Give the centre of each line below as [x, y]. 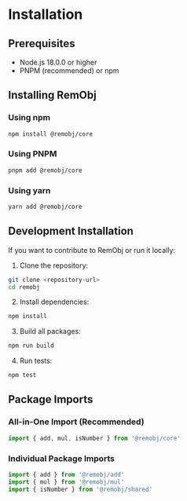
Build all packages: [50, 331]
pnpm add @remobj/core [45, 170]
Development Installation [71, 231]
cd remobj [24, 287]
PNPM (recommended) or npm [69, 71]
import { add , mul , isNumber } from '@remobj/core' [94, 438]
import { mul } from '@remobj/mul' [66, 482]
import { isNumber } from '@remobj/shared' [81, 489]
